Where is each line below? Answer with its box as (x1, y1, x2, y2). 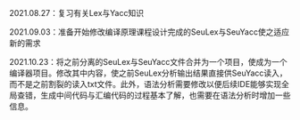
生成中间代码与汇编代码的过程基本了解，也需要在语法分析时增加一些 (39, 90, 291, 100)
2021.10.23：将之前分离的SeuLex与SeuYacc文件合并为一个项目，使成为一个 (9, 57, 287, 67)
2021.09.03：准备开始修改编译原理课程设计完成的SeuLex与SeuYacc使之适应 (9, 27, 290, 37)
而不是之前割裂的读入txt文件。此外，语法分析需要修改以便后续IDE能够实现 (9, 79, 282, 89)
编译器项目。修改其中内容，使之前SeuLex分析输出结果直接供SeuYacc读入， (9, 68, 287, 78)
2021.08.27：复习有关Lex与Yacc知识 (9, 8, 145, 18)
